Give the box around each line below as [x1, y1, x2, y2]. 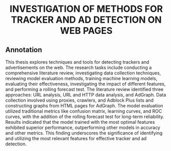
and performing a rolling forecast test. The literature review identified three [5, 86, 164, 92]
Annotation [5, 45, 43, 54]
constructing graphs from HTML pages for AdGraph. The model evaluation [5, 103, 163, 108]
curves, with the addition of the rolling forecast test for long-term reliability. [5, 114, 164, 120]
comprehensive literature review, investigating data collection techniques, [5, 70, 161, 76]
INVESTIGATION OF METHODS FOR [9, 3, 163, 15]
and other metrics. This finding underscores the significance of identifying [5, 130, 163, 136]
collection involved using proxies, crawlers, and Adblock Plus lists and [5, 97, 154, 103]
